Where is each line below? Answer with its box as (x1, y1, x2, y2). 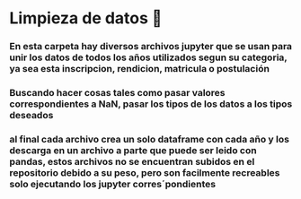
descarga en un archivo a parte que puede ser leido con (9, 143, 258, 156)
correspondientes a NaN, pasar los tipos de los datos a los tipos (9, 98, 293, 110)
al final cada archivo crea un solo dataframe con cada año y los (9, 133, 290, 145)
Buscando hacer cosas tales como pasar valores (9, 87, 226, 99)
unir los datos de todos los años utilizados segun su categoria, (9, 51, 288, 64)
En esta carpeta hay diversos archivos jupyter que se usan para (9, 40, 293, 53)
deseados (9, 109, 54, 122)
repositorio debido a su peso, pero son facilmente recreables (9, 166, 280, 178)
